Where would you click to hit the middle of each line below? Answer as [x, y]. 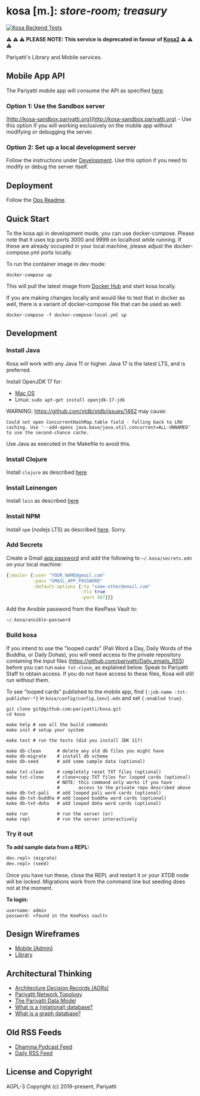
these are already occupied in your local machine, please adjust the [89, 246]
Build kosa [21, 635]
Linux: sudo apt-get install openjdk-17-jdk [70, 399]
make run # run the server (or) [60, 814]
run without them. [28, 680]
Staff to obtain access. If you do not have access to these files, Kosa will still [100, 674]
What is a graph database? [48, 1013]
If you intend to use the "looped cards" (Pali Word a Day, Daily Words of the [99, 648]
